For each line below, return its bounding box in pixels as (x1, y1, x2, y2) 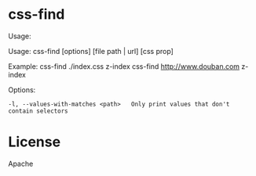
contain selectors (8, 107, 68, 115)
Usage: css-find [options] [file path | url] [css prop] (8, 46, 174, 56)
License (8, 133, 61, 151)
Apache (8, 159, 34, 168)
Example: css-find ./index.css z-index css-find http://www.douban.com (8, 61, 240, 71)
